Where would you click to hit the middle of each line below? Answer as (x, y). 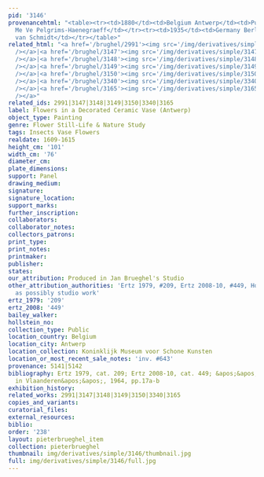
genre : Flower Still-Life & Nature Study (77, 125)
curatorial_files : (38, 410)
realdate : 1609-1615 (42, 139)
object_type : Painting (45, 118)
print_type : (27, 242)
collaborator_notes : (42, 227)
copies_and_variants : (44, 403)
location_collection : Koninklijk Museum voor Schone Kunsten (110, 352)
